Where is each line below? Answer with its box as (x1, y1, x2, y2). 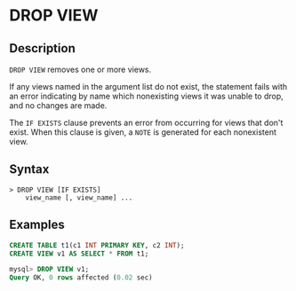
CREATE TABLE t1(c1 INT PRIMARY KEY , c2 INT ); (9, 240, 185, 249)
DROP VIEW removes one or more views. (9, 64, 152, 75)
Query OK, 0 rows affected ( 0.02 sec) (9, 273, 153, 282)
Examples (9, 217, 65, 232)
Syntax (9, 161, 50, 177)
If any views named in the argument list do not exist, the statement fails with (9, 82, 288, 91)
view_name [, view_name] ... (25, 193, 133, 202)
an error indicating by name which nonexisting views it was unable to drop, (9, 90, 284, 101)
